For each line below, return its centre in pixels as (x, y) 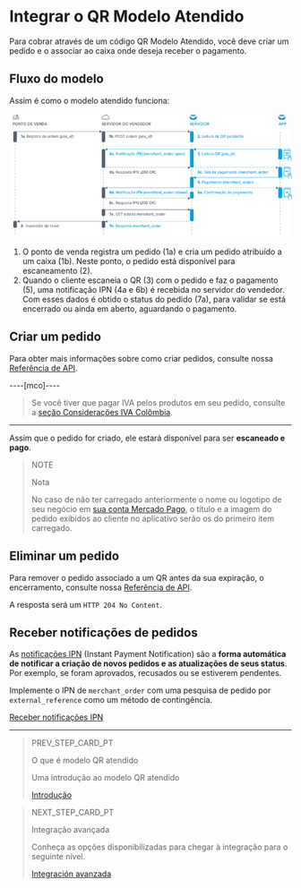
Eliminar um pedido (64, 556)
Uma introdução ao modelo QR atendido (105, 778)
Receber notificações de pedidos (104, 633)
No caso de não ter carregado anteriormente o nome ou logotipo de (156, 499)
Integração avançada (70, 830)
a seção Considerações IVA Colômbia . (102, 412)
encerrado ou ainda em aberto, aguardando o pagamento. (129, 309)
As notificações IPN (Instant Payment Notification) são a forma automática (148, 654)
